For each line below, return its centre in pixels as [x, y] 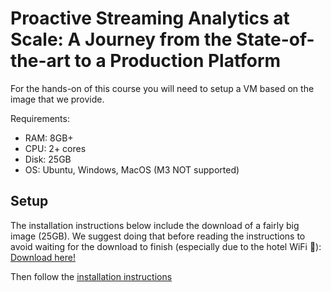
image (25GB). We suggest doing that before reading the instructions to [158, 236]
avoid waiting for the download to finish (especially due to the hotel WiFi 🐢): [166, 246]
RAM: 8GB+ [49, 138]
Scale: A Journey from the [121, 39]
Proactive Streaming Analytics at [150, 18]
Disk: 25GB [48, 159]
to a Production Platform [178, 61]
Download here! [43, 257]
